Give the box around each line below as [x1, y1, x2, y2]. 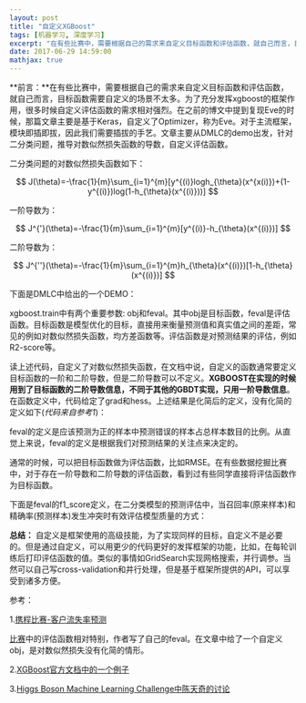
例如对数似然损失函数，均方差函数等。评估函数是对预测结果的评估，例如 [25, 331, 297, 341]
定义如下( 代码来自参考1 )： [9, 407, 107, 417]
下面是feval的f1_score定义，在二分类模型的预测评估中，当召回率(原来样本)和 [9, 499, 296, 510]
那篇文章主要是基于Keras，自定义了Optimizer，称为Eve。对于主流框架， [25, 116, 297, 127]
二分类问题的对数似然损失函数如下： [9, 158, 146, 168]
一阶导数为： [9, 205, 57, 215]
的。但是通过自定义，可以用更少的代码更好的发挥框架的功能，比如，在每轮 [9, 541, 289, 552]
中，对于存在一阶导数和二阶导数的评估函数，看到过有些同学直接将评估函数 [9, 468, 289, 479]
